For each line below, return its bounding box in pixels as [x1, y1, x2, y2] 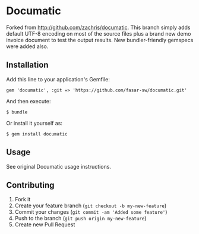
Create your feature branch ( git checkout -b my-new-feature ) [14, 202, 167, 209]
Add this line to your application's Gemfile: [6, 75, 110, 83]
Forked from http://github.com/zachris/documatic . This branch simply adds [6, 24, 191, 31]
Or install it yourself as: [6, 119, 62, 127]
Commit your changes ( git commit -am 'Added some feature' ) [14, 208, 168, 216]
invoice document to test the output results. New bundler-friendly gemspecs [6, 36, 194, 43]
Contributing [6, 180, 55, 190]
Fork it [14, 196, 31, 203]
